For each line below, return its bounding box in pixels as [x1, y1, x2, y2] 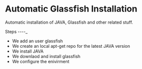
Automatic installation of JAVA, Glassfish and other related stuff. [5, 19, 133, 25]
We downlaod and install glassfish [12, 53, 81, 59]
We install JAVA [12, 48, 44, 54]
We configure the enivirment [12, 58, 70, 64]
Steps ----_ [5, 28, 28, 34]
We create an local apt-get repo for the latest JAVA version [12, 43, 130, 49]
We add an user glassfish [12, 38, 63, 44]
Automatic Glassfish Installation [5, 3, 138, 14]
